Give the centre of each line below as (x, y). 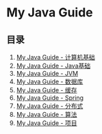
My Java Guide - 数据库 (50, 81)
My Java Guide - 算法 (47, 115)
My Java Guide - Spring (50, 98)
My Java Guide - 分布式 (50, 106)
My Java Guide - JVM (47, 73)
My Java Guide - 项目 (47, 123)
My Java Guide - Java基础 (53, 66)
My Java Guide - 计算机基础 (55, 57)
